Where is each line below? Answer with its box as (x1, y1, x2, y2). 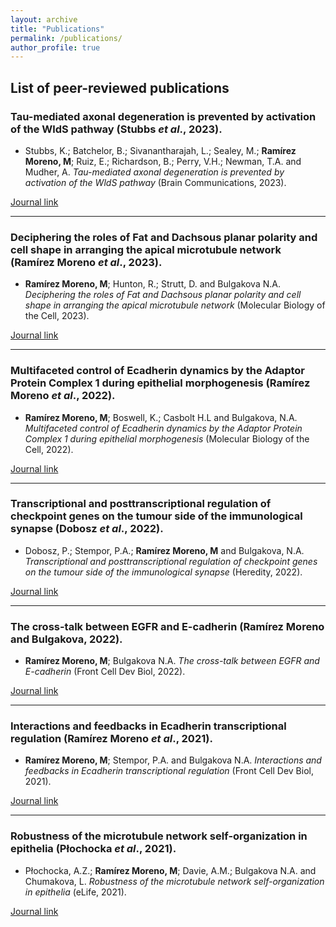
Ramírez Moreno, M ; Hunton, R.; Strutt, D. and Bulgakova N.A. (24, 278, 281, 290)
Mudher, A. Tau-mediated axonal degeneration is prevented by (24, 166, 285, 178)
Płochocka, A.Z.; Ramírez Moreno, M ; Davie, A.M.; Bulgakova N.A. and (24, 864, 317, 876)
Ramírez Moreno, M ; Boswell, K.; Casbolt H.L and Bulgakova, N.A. (24, 411, 298, 423)
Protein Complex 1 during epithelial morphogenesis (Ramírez (10, 376, 311, 390)
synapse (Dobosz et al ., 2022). (10, 522, 164, 536)
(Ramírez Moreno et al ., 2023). (10, 255, 163, 269)
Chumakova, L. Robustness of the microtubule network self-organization (24, 875, 325, 887)
